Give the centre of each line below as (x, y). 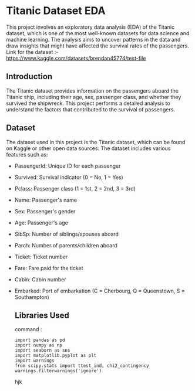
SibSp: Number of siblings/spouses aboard (67, 234)
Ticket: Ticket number (41, 257)
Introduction (29, 76)
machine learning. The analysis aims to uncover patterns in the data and (93, 39)
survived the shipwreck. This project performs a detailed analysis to (88, 103)
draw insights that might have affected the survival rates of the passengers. (97, 46)
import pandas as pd (40, 340)
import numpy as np (38, 345)
